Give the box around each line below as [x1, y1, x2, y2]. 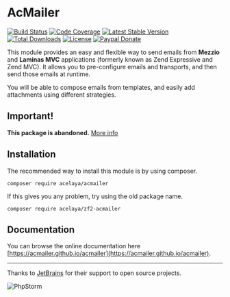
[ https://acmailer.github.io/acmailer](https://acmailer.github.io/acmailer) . [7, 249, 211, 258]
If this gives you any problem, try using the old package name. [7, 192, 183, 200]
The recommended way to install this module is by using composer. [7, 167, 198, 175]
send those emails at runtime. [7, 70, 91, 78]
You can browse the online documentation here [7, 242, 141, 250]
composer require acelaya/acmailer [7, 180, 109, 187]
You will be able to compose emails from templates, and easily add [7, 83, 195, 91]
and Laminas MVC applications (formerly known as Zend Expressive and [7, 55, 214, 63]
